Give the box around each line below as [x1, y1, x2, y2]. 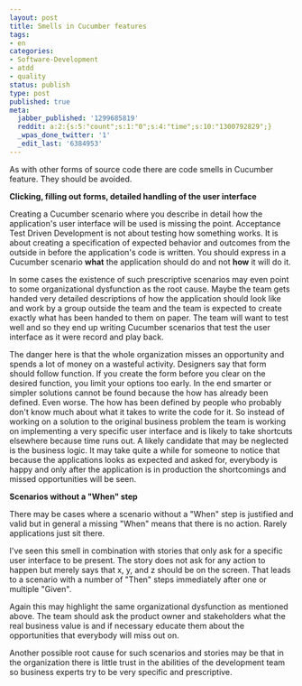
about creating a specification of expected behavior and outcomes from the [9, 236, 291, 248]
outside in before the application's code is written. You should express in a [9, 246, 287, 257]
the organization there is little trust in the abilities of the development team [9, 656, 286, 668]
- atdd [9, 64, 34, 73]
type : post [9, 88, 50, 97]
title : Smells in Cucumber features [9, 22, 147, 31]
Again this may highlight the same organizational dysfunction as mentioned [9, 601, 288, 612]
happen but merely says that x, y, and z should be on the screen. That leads [9, 564, 291, 575]
